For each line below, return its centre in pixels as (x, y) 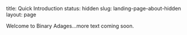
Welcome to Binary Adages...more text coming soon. (70, 26)
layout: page (21, 15)
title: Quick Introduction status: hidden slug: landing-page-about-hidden (94, 8)
